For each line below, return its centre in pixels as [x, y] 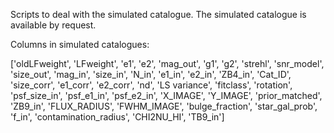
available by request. [53, 25]
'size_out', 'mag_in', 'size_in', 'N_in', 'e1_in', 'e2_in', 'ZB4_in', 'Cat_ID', [151, 74]
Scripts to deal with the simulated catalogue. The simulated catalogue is [158, 14]
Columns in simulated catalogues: [80, 44]
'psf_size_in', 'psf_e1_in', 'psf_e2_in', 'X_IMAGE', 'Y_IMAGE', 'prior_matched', [166, 95]
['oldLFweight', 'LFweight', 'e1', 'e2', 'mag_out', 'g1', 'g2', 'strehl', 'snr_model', [167, 63]
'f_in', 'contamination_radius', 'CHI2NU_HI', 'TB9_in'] [117, 117]
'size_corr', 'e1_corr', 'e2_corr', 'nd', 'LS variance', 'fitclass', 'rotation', [151, 85]
